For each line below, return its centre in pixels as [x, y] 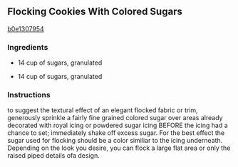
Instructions [29, 95]
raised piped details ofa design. [53, 156]
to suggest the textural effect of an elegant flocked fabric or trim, [103, 110]
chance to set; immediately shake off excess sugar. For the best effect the [116, 133]
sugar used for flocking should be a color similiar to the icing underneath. [115, 141]
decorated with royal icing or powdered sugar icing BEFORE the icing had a [118, 125]
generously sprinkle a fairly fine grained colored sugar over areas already [115, 118]
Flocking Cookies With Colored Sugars [95, 12]
